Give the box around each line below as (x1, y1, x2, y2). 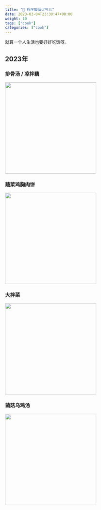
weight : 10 (5, 16, 27, 21)
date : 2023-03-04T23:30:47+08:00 (5, 12, 73, 17)
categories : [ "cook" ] (5, 25, 49, 30)
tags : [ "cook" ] (5, 20, 36, 26)
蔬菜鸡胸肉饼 (5, 181, 35, 188)
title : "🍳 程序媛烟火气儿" (5, 7, 55, 12)
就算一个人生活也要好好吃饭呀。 (5, 39, 69, 45)
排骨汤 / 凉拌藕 (5, 71, 40, 77)
